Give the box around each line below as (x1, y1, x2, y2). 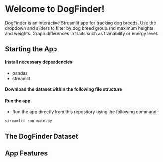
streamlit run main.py (5, 118, 52, 124)
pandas (12, 70, 28, 76)
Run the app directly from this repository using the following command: (12, 109, 158, 115)
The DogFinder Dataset (5, 132, 78, 140)
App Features (5, 149, 48, 158)
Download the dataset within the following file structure (5, 86, 122, 92)
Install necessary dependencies (5, 59, 73, 65)
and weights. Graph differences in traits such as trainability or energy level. (5, 30, 159, 36)
